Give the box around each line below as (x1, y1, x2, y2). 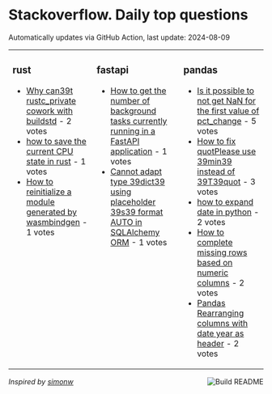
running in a (110, 125, 155, 137)
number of (110, 95, 151, 106)
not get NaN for (197, 95, 257, 106)
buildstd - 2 (26, 115, 72, 126)
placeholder (110, 196, 156, 207)
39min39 (197, 155, 232, 167)
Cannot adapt (110, 166, 162, 177)
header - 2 (197, 337, 240, 349)
